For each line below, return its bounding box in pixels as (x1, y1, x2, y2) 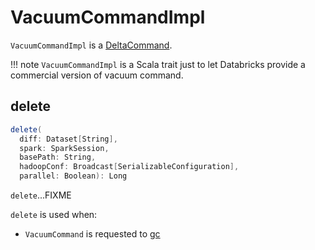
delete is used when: (10, 209, 98, 220)
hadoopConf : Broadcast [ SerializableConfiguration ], (19, 162, 240, 172)
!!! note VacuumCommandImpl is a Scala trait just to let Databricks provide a (10, 58, 306, 70)
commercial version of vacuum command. (10, 69, 184, 81)
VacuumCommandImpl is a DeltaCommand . (10, 39, 173, 51)
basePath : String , (19, 152, 97, 163)
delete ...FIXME (10, 189, 72, 201)
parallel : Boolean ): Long (19, 171, 128, 181)
